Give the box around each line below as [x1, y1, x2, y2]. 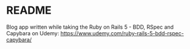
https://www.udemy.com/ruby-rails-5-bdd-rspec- [60, 29, 184, 36]
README [6, 4, 52, 17]
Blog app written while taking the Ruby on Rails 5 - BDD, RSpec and [6, 23, 174, 30]
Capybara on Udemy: [6, 29, 59, 36]
